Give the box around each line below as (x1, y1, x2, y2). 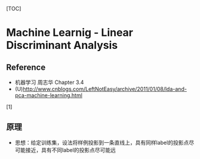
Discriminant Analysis (6, 39, 118, 52)
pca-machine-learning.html (14, 92, 82, 99)
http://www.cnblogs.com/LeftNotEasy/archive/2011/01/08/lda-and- (23, 86, 187, 92)
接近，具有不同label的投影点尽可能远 (25, 146, 116, 154)
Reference (6, 62, 46, 72)
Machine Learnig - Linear (6, 26, 133, 39)
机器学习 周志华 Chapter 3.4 (14, 79, 84, 86)
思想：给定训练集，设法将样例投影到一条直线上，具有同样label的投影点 (14, 139, 189, 146)
